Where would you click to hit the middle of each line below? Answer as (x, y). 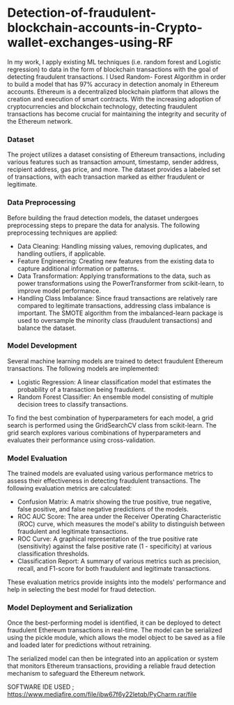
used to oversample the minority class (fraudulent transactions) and (115, 320)
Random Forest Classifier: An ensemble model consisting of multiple (115, 397)
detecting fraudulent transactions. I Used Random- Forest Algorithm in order (117, 77)
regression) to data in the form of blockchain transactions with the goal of (113, 69)
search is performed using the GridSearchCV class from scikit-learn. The (112, 425)
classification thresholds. (53, 554)
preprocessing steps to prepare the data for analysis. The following (103, 225)
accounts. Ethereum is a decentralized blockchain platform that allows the (113, 92)
